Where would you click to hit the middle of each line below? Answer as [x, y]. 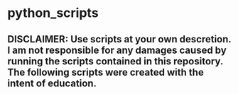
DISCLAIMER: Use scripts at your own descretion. [119, 39]
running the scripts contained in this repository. [115, 61]
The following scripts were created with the [106, 72]
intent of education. [52, 83]
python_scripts [53, 13]
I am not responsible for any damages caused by [117, 50]
